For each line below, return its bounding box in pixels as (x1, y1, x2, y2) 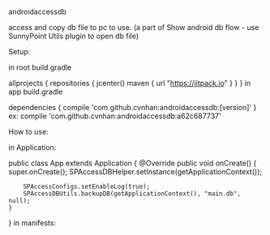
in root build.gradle (8, 62, 72, 72)
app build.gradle (8, 87, 63, 96)
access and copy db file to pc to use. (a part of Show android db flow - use (8, 23, 259, 32)
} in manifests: (8, 218, 57, 228)
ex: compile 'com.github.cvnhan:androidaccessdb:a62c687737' (8, 111, 221, 121)
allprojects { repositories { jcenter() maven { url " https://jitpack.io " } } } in (8, 79, 251, 88)
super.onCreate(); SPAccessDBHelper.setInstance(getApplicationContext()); (8, 167, 262, 177)
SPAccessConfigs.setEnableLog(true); (23, 182, 151, 190)
